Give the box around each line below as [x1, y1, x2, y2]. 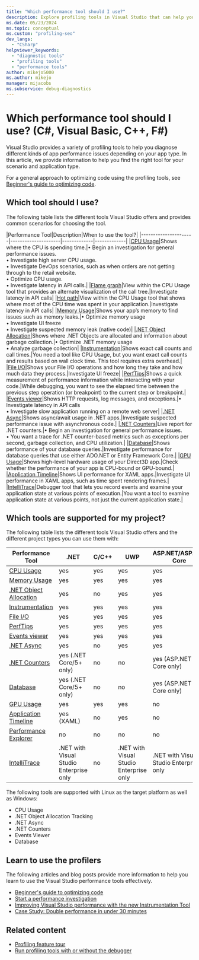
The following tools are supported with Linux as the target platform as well [6, 789, 188, 796]
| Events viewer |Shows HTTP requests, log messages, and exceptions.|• [6, 395, 182, 402]
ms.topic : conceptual [6, 25, 60, 31]
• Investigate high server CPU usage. [6, 256, 97, 263]
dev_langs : [6, 36, 33, 42]
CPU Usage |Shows [130, 237, 178, 244]
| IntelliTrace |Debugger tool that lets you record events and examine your [6, 483, 184, 490]
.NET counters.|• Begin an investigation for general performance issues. [6, 427, 182, 434]
